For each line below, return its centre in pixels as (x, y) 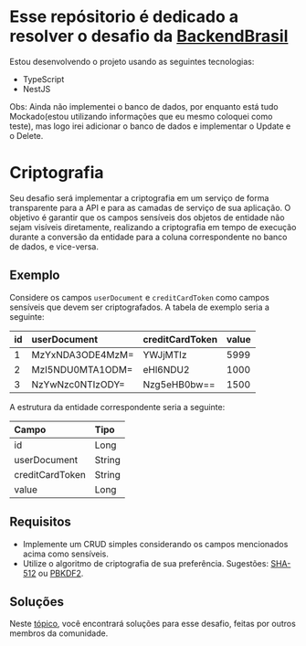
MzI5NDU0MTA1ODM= (82, 369)
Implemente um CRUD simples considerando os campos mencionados (155, 544)
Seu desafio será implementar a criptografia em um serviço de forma (139, 197)
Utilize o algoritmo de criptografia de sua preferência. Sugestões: (146, 563)
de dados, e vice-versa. (54, 246)
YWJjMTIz (165, 355)
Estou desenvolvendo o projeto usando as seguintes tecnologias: (132, 61)
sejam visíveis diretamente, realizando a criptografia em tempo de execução (153, 227)
